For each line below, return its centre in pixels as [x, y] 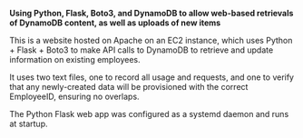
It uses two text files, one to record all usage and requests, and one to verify [152, 77]
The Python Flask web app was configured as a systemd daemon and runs [149, 114]
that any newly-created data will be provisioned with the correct [129, 87]
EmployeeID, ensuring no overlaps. [74, 96]
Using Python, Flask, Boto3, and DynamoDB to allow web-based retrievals [151, 13]
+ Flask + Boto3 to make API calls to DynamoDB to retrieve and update [142, 50]
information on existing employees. [75, 59]
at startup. [29, 123]
